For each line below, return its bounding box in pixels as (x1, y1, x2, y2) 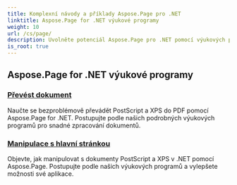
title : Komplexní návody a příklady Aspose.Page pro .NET (7, 10, 181, 18)
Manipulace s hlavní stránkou (7, 139, 111, 148)
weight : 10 (7, 23, 39, 30)
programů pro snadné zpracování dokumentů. (7, 121, 141, 129)
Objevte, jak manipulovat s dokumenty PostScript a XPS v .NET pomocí (7, 154, 214, 162)
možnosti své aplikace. (7, 170, 74, 178)
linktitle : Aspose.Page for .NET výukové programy (7, 17, 159, 24)
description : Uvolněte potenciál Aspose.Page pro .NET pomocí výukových (7, 37, 226, 44)
